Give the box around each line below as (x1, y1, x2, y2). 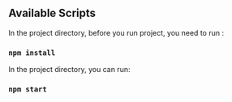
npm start (8, 85, 47, 94)
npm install (8, 48, 56, 57)
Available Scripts (8, 6, 96, 20)
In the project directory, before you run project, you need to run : (8, 28, 225, 37)
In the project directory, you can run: (8, 65, 131, 74)
